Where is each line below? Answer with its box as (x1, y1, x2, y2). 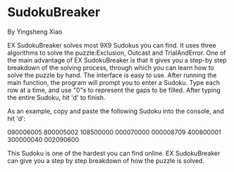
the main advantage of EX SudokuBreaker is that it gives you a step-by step (7, 55, 227, 64)
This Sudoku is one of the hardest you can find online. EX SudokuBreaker (7, 149, 221, 157)
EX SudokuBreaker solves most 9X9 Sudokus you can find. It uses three (7, 41, 216, 49)
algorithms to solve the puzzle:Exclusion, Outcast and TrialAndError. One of (7, 48, 227, 57)
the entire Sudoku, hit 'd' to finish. (7, 93, 106, 102)
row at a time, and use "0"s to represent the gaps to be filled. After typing (7, 86, 221, 94)
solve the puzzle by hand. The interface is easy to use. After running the (7, 71, 217, 79)
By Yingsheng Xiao (7, 27, 63, 36)
